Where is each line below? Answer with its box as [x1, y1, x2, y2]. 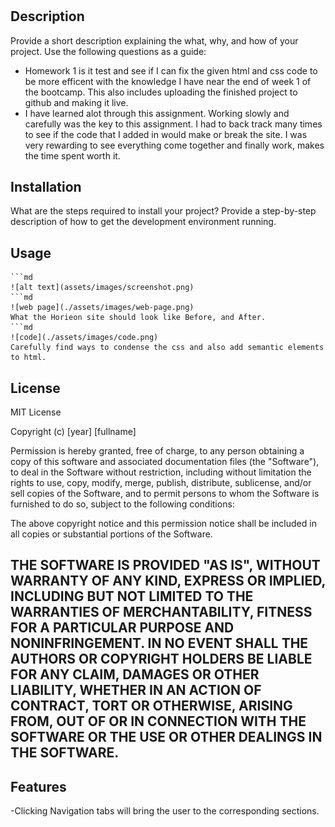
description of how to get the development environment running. [10, 216, 277, 228]
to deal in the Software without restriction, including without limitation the [10, 466, 312, 478]
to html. [10, 353, 47, 363]
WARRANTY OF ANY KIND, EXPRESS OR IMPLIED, [10, 573, 326, 590]
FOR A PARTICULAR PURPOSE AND [10, 619, 235, 637]
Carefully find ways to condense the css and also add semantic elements [10, 343, 325, 353]
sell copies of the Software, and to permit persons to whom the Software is [10, 488, 320, 500]
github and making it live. [24, 96, 129, 108]
